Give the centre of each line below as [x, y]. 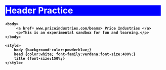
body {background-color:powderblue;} [53, 50]
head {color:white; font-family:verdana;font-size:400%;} [75, 54]
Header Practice [39, 11]
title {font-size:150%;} [40, 58]
